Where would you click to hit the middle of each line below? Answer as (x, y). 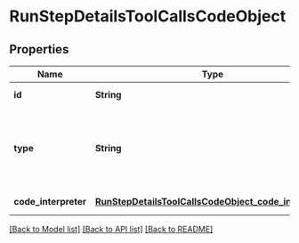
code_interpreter (50, 202)
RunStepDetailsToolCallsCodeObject (148, 16)
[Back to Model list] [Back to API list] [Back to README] (111, 229)
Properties (39, 49)
